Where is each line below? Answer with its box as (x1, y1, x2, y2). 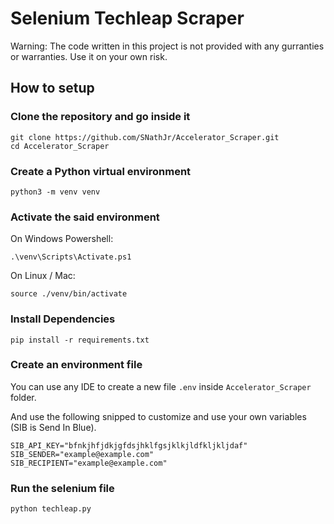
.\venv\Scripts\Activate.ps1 (10, 252, 132, 262)
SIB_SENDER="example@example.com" (10, 449, 155, 459)
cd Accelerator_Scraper (10, 141, 110, 151)
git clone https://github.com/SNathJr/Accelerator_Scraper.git (10, 132, 280, 142)
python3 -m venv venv (10, 187, 101, 197)
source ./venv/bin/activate (10, 289, 128, 299)
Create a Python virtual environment (10, 164, 192, 178)
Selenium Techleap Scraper (10, 7, 245, 30)
